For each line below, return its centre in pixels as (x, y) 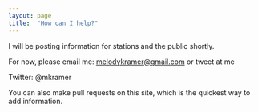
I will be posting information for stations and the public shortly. (111, 46)
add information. (36, 101)
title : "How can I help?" (53, 23)
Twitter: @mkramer (40, 77)
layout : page (30, 16)
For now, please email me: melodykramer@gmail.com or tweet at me (121, 62)
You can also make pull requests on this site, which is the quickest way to (129, 92)
